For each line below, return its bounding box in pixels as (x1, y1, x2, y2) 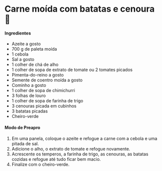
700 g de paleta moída (11, 46, 57, 52)
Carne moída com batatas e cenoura (4, 3, 155, 15)
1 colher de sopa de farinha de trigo (11, 98, 83, 104)
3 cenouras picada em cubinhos (11, 103, 77, 109)
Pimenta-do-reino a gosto (11, 72, 64, 78)
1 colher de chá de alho (11, 62, 59, 68)
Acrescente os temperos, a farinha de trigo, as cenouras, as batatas (11, 151, 148, 157)
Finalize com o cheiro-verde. (11, 161, 70, 167)
